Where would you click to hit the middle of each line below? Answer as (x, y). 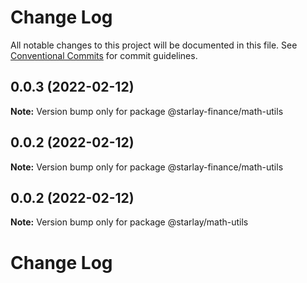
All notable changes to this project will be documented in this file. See (154, 45)
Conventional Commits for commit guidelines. (104, 55)
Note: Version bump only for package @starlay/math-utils (129, 222)
